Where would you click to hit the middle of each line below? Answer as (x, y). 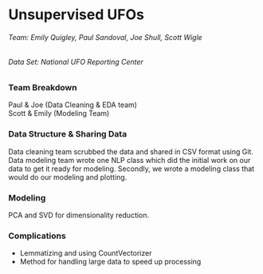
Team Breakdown (43, 87)
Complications (37, 236)
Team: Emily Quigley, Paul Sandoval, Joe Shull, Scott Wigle (106, 37)
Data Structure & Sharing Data (68, 134)
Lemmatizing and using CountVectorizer (86, 253)
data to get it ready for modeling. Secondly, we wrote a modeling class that (131, 169)
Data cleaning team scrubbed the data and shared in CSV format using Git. (131, 151)
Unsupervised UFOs (77, 15)
